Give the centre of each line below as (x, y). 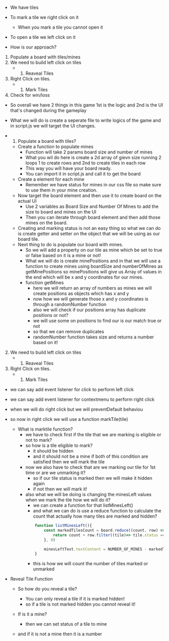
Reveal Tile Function (31, 579)
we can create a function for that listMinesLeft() (83, 505)
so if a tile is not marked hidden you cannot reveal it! (80, 604)
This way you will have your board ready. (68, 168)
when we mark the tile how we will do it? (68, 500)
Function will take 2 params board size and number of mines (89, 152)
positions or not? (51, 315)
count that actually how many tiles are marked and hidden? (95, 516)
